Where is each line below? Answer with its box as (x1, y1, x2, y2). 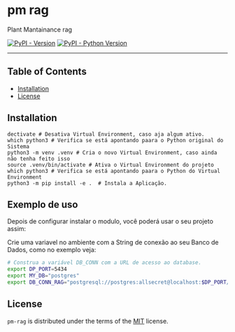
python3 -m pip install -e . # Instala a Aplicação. (7, 179, 168, 187)
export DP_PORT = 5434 (7, 265, 68, 273)
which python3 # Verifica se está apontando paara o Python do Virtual (7, 167, 220, 174)
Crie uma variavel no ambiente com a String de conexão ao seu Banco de (7, 238, 219, 247)
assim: (7, 225, 27, 233)
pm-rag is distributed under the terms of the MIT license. (7, 317, 169, 325)
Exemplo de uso (7, 198, 78, 210)
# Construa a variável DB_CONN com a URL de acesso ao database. (7, 259, 201, 266)
